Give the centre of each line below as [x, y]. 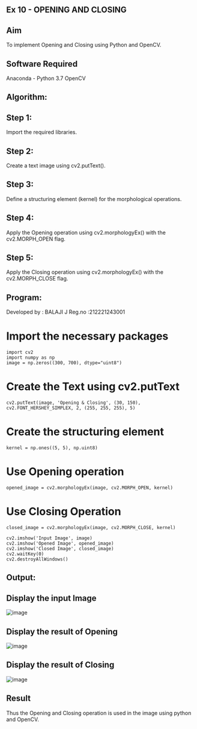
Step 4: [20, 218]
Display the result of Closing [60, 665]
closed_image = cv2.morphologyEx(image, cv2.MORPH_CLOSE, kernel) [91, 527]
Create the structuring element [85, 432]
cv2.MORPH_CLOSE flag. [37, 279]
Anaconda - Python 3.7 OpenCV [46, 78]
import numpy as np [31, 358]
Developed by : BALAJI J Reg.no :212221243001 [65, 312]
